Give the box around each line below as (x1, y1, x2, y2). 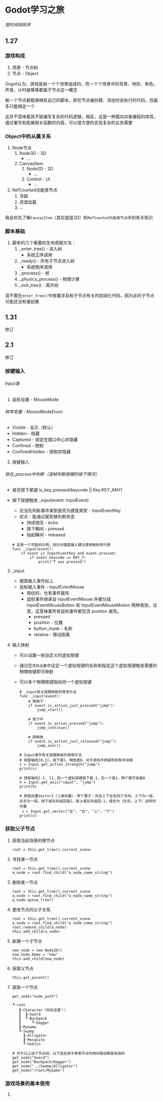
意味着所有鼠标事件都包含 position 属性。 (39, 608, 122, 614)
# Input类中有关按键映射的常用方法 (19, 753, 82, 757)
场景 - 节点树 (12, 64, 38, 70)
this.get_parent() (12, 975, 49, 980)
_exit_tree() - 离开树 (19, 282, 59, 288)
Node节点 (12, 145, 32, 150)
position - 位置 (33, 620, 63, 625)
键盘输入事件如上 (19, 578, 54, 584)
